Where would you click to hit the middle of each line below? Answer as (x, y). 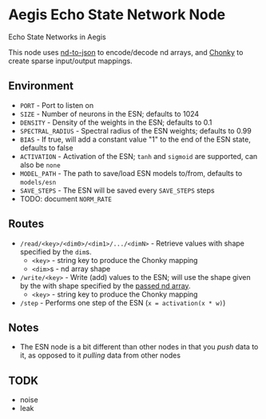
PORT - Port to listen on (57, 105)
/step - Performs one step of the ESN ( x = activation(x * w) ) (123, 302)
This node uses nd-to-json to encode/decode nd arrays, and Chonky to (126, 52)
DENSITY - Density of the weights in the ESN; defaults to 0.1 (116, 122)
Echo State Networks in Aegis (57, 37)
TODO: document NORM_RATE (66, 198)
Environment (41, 86)
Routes (26, 224)
